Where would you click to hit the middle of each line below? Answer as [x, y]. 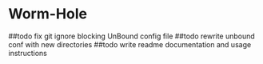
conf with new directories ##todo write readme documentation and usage [130, 44]
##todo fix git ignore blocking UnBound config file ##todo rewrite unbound [132, 36]
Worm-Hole [48, 14]
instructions [28, 53]
